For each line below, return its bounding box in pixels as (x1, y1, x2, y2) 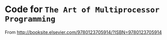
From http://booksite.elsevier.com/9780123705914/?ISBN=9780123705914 (5, 29, 162, 35)
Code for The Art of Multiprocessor (5, 4, 160, 15)
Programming (5, 14, 56, 24)
